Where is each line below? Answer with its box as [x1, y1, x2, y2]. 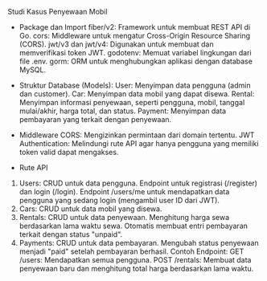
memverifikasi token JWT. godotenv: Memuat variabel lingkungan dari [18, 48, 252, 57]
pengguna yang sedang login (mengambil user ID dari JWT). [18, 196, 220, 205]
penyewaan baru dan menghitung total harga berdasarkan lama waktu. [18, 264, 254, 273]
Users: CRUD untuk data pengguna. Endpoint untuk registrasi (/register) [18, 178, 258, 188]
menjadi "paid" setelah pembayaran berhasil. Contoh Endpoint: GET [18, 246, 244, 256]
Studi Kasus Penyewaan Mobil [7, 7, 108, 16]
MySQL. [18, 65, 47, 75]
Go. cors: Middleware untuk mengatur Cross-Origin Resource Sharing [18, 31, 251, 40]
